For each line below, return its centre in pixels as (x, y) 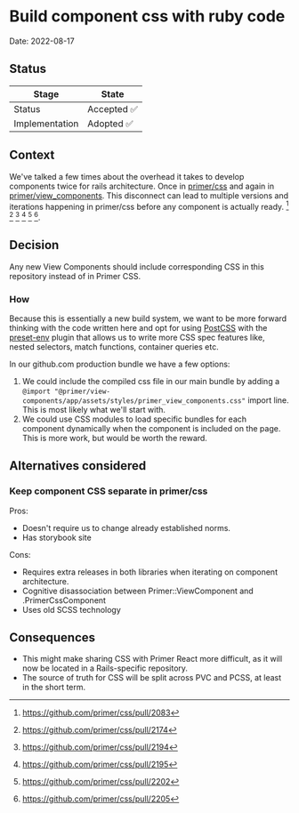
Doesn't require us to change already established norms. (126, 527)
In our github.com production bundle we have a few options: (120, 364)
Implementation (46, 124)
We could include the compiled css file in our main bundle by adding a (151, 381)
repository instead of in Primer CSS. (75, 276)
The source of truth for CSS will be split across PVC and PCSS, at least (152, 678)
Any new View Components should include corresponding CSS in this (137, 266)
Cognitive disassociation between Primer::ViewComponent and (137, 591)
